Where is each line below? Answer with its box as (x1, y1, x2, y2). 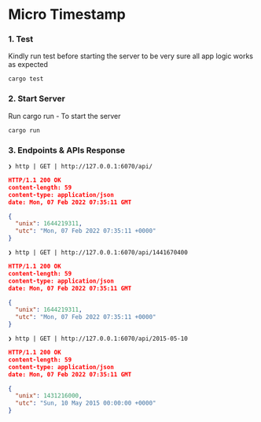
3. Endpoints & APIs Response (8, 144, 126, 155)
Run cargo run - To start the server (8, 111, 121, 120)
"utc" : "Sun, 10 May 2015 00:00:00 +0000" (15, 399, 156, 407)
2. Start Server (8, 93, 65, 104)
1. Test (8, 34, 34, 45)
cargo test (8, 75, 44, 83)
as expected (8, 60, 49, 69)
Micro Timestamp (8, 6, 126, 24)
